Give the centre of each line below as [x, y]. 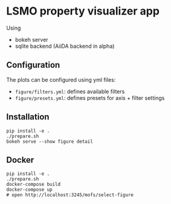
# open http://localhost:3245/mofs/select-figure [70, 195]
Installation [28, 117]
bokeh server [31, 39]
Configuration [33, 65]
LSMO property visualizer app [83, 11]
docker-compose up [29, 190]
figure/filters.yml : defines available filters [70, 91]
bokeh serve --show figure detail [50, 141]
